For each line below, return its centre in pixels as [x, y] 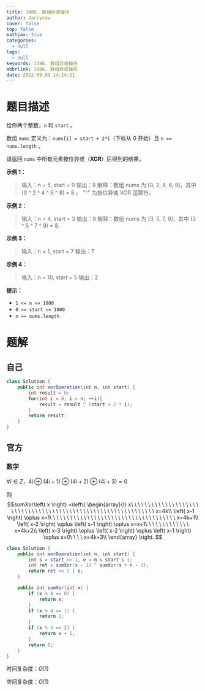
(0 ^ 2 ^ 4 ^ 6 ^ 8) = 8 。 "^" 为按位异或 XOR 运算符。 [88, 193]
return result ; [48, 416]
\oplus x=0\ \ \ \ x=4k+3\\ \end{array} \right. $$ [103, 537]
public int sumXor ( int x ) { [53, 588]
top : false [20, 29]
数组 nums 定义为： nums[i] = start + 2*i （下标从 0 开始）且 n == [89, 138]
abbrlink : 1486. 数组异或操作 [42, 69]
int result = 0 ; [49, 393]
